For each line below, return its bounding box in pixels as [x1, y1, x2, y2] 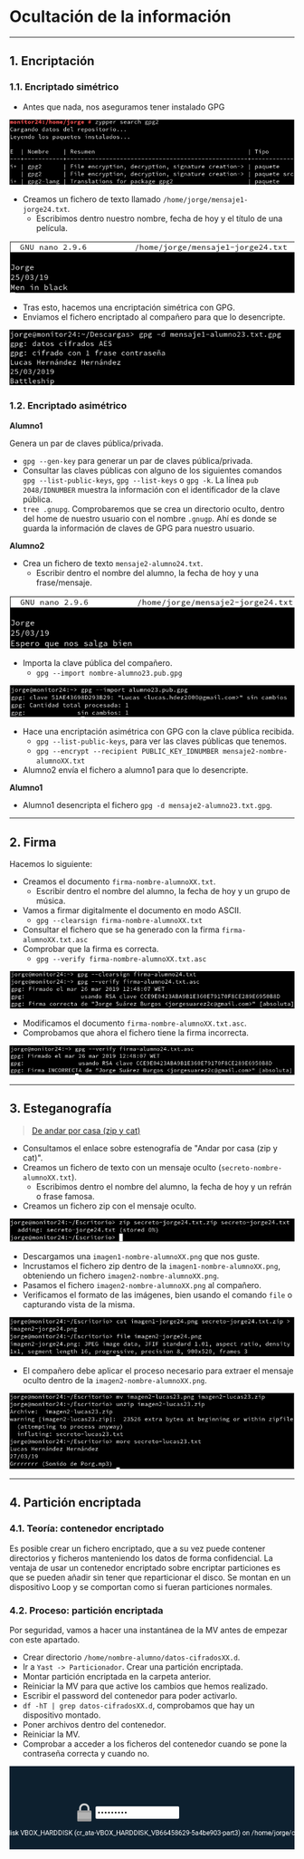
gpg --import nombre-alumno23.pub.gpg [35, 669, 183, 678]
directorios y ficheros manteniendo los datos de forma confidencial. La [9, 1552, 273, 1564]
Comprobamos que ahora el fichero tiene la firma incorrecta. [22, 1026, 249, 1038]
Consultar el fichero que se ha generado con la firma [22, 924, 220, 935]
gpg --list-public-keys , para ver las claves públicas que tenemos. [35, 736, 287, 746]
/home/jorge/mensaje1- [162, 196, 249, 205]
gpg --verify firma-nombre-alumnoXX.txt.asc [35, 955, 207, 964]
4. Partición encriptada [9, 1495, 142, 1510]
